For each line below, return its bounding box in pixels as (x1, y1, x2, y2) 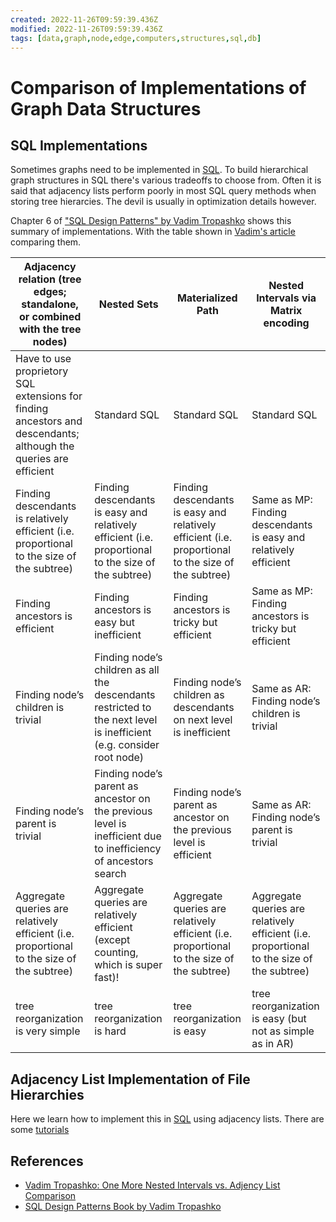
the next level (94, 713, 158, 727)
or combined (18, 310, 82, 324)
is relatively (15, 512, 69, 526)
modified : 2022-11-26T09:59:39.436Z (10, 24, 163, 34)
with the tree (18, 322, 82, 336)
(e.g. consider (94, 738, 160, 752)
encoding (263, 316, 310, 330)
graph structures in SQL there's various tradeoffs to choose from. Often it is (10, 174, 322, 186)
